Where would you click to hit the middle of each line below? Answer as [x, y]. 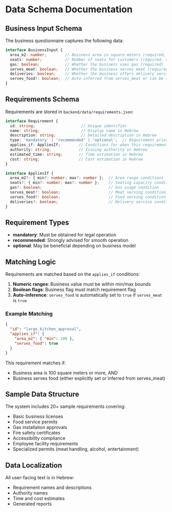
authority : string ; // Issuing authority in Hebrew [79, 150]
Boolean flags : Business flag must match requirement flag [74, 290]
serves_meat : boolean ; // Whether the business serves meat [78, 69]
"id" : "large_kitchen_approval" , [46, 329]
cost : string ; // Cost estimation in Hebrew [77, 159]
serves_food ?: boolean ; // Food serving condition [88, 197]
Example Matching [29, 314]
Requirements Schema [42, 99]
